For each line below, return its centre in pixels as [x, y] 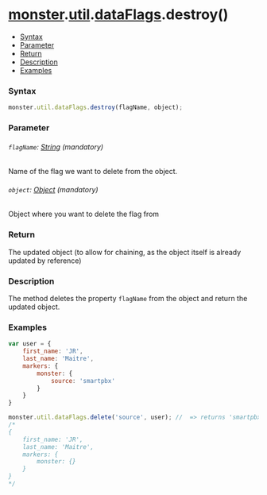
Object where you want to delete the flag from [84, 214]
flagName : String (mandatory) [56, 147]
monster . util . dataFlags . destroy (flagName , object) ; [95, 108]
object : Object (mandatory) [53, 189]
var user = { [30, 344]
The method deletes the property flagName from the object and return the [128, 299]
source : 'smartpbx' [83, 381]
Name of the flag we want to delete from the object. [93, 172]
